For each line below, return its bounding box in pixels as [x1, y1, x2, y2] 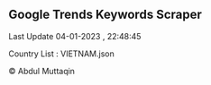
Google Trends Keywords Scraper [8, 7, 202, 22]
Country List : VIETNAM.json [8, 48, 115, 59]
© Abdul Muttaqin [8, 65, 76, 76]
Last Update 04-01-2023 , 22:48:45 [8, 30, 142, 41]
